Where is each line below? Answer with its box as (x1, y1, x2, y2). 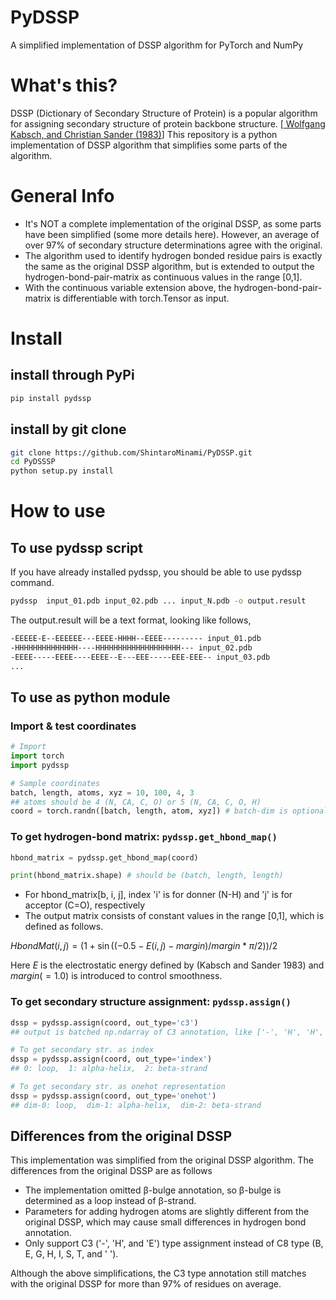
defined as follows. (24, 921, 104, 933)
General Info (10, 185, 115, 208)
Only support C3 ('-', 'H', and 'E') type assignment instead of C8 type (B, (24, 1237, 324, 1250)
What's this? (10, 74, 118, 97)
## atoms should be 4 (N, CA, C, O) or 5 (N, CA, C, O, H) (10, 797, 262, 807)
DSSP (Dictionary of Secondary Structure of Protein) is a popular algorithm (10, 107, 318, 119)
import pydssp (10, 760, 70, 770)
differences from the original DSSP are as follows (10, 1165, 213, 1177)
